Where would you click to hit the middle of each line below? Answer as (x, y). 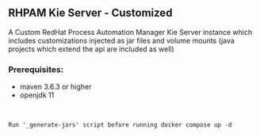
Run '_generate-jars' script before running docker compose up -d (120, 125)
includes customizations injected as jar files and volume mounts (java (122, 40)
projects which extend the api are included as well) (91, 49)
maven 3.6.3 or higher (55, 87)
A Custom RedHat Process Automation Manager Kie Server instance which (130, 32)
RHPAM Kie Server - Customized (90, 13)
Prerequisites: (36, 69)
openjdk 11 (37, 95)
